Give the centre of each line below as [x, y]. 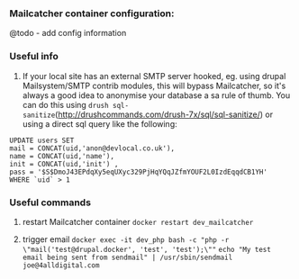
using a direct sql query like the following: [100, 123]
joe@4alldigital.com [61, 265]
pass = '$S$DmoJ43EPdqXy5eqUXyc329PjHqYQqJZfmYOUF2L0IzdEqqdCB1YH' [139, 172]
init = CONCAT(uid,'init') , [64, 164]
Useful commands [50, 202]
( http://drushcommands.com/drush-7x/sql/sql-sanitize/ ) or [164, 114]
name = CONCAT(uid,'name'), [62, 156]
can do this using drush [66, 104]
